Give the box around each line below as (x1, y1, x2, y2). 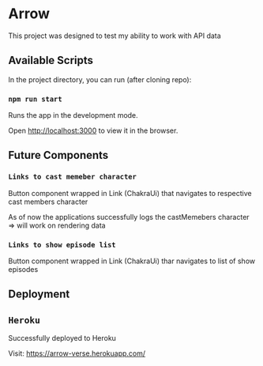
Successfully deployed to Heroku (8, 334, 117, 343)
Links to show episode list (8, 240, 116, 249)
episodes (8, 265, 39, 274)
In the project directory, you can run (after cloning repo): (8, 74, 192, 84)
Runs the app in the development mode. (8, 111, 138, 120)
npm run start (8, 94, 62, 104)
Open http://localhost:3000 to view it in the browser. (8, 126, 178, 135)
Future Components (8, 149, 109, 162)
